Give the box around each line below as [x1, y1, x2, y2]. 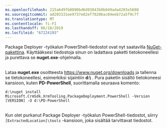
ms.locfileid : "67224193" [5, 30, 59, 35]
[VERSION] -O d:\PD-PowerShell [5, 98, 70, 103]
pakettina [5, 49, 24, 55]
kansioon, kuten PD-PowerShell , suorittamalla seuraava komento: [5, 80, 140, 86]
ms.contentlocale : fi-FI [5, 21, 57, 26]
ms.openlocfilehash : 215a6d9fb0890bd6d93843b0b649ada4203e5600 [5, 7, 139, 12]
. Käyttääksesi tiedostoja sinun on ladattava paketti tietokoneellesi [24, 49, 159, 55]
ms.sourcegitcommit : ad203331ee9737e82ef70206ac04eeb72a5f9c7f [5, 12, 139, 17]
